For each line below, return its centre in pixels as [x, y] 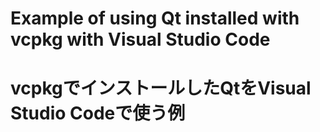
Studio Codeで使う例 [98, 113]
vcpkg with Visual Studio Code [140, 39]
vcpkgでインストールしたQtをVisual [161, 88]
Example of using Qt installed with [155, 18]
